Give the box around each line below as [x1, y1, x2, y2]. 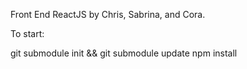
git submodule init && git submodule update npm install [10, 47, 238, 59]
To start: [10, 28, 45, 39]
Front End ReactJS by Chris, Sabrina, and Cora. [10, 9, 206, 20]
